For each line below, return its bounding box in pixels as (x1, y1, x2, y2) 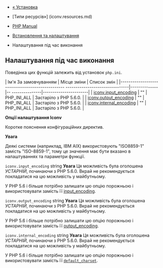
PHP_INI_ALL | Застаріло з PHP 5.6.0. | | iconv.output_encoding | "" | (5, 94, 145, 100)
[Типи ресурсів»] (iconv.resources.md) (12, 14, 92, 19)
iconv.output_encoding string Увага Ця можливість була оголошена (5, 197, 145, 203)
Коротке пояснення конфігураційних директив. (5, 124, 104, 130)
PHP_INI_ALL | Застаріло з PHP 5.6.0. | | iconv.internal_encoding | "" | (5, 100, 146, 106)
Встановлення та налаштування (12, 33, 80, 38)
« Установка (12, 4, 38, 10)
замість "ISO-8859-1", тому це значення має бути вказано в (5, 148, 131, 154)
